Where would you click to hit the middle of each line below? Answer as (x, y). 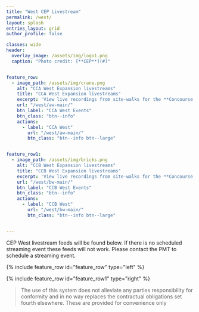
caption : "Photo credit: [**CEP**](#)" (61, 61)
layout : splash (25, 23)
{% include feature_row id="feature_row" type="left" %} (75, 267)
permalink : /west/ (29, 17)
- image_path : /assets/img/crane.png (58, 83)
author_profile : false (34, 34)
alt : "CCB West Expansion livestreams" (66, 165)
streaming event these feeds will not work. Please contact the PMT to (91, 249)
